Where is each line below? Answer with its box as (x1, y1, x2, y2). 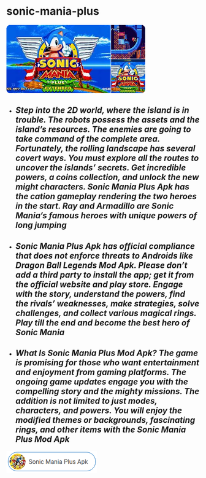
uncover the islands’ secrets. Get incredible (15, 162, 186, 173)
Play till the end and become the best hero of (15, 317, 190, 328)
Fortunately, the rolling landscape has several (15, 143, 196, 154)
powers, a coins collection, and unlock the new (15, 172, 199, 183)
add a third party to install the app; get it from (15, 270, 194, 280)
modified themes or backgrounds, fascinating (15, 415, 196, 425)
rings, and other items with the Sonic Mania (15, 425, 186, 435)
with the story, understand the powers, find (15, 289, 186, 299)
